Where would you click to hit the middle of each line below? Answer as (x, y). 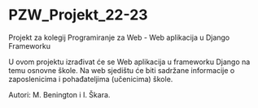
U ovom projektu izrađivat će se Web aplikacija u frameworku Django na (129, 62)
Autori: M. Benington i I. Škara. (59, 94)
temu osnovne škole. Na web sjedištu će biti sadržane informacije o (122, 70)
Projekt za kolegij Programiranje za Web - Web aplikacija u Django (119, 37)
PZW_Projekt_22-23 (78, 15)
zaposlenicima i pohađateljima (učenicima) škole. (91, 79)
